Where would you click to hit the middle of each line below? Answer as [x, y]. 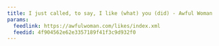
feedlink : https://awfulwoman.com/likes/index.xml [87, 26]
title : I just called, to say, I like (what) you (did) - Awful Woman [110, 13]
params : [18, 20]
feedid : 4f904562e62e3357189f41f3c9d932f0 [75, 32]
